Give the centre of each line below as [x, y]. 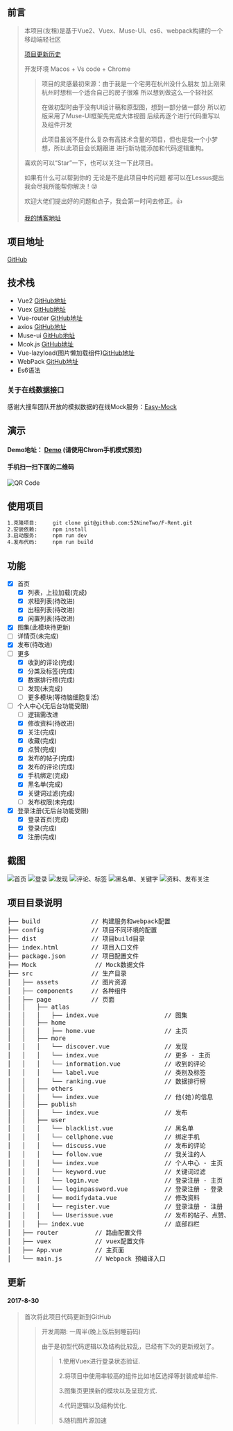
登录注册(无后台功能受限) [53, 810]
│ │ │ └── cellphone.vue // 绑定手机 [103, 1137]
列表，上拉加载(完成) [57, 593]
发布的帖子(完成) [51, 758]
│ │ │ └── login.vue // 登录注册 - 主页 [115, 1180]
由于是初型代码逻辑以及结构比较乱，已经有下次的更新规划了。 [130, 1346]
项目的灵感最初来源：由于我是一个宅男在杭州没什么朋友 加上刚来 [133, 83]
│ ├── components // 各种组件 [67, 991]
